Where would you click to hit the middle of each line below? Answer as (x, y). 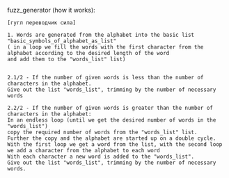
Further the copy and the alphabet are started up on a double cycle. (112, 138)
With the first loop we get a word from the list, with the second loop (115, 145)
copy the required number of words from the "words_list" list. (102, 132)
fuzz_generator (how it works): (51, 10)
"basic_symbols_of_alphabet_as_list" (62, 41)
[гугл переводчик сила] (42, 23)
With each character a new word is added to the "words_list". (101, 156)
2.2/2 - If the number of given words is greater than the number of (110, 108)
